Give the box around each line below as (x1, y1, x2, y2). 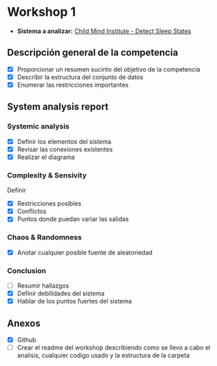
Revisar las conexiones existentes (16, 145, 113, 153)
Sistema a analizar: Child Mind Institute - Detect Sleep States (16, 27, 192, 35)
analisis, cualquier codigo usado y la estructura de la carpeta (16, 352, 190, 360)
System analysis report (7, 101, 108, 113)
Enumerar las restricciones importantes (16, 80, 129, 89)
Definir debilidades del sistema (16, 290, 105, 298)
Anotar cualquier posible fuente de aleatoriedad (16, 248, 153, 257)
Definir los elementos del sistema (16, 137, 112, 145)
